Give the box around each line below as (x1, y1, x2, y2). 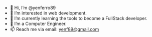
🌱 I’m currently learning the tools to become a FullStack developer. (10, 15, 147, 21)
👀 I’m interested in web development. (10, 10, 87, 16)
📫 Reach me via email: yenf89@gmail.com (10, 26, 99, 32)
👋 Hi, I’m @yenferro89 (10, 5, 56, 10)
